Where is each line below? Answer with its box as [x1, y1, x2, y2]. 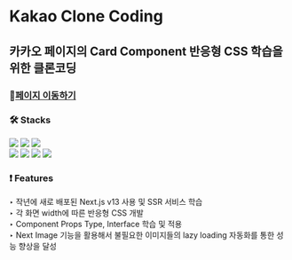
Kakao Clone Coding [9, 6, 164, 27]
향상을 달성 [18, 241, 58, 252]
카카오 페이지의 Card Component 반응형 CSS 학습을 [9, 43, 284, 59]
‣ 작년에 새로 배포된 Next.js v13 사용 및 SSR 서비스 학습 [9, 197, 203, 208]
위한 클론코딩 [9, 60, 77, 75]
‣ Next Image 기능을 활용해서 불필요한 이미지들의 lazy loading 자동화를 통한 [9, 230, 275, 240]
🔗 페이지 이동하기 [9, 89, 76, 101]
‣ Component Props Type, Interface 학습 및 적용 [9, 219, 183, 230]
